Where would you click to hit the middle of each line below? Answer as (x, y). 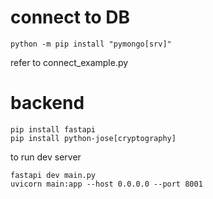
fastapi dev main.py (53, 175)
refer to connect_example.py (69, 62)
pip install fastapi (53, 129)
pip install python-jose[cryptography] (93, 138)
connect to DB (70, 17)
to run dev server (46, 157)
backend (47, 103)
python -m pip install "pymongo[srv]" (91, 44)
